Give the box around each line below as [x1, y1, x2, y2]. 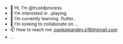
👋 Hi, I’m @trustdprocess [10, 5, 62, 11]
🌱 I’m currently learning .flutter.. [10, 16, 76, 21]
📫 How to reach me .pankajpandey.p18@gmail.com [10, 27, 117, 32]
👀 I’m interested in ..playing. [10, 10, 68, 16]
